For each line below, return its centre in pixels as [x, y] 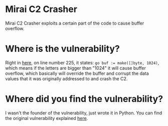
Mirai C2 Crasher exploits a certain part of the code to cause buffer [75, 23]
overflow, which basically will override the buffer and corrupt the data [77, 73]
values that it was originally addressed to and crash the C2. [66, 78]
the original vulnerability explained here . [47, 118]
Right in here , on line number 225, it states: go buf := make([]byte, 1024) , [82, 62]
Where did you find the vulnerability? [84, 99]
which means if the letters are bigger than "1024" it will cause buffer [76, 68]
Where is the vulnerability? [63, 49]
